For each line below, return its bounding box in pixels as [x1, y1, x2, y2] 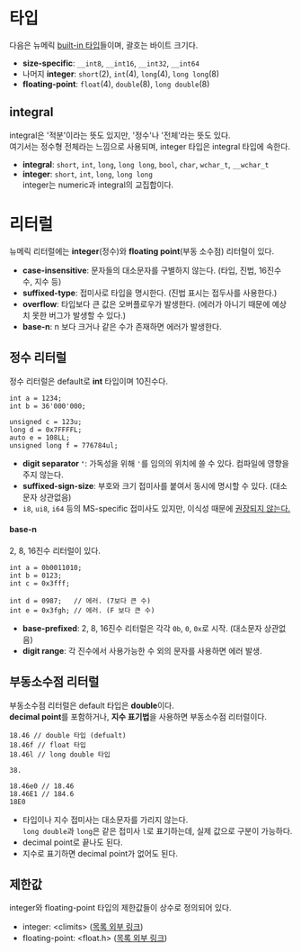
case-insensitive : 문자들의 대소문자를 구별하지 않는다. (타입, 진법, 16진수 [22, 265, 282, 276]
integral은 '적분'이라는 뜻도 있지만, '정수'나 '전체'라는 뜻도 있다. [9, 130, 231, 141]
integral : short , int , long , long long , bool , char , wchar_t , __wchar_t [22, 159, 270, 169]
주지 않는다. [22, 469, 65, 480]
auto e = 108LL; [9, 433, 70, 442]
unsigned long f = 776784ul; [9, 440, 119, 450]
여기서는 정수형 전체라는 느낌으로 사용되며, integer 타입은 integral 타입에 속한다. [9, 141, 290, 151]
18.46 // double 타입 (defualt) [9, 730, 128, 739]
